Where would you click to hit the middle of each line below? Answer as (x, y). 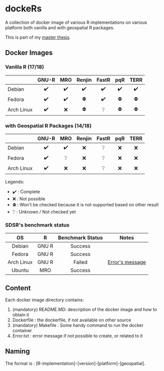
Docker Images (29, 53)
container (22, 331)
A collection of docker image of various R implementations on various (76, 22)
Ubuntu (20, 270)
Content (18, 288)
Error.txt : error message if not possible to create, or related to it (77, 336)
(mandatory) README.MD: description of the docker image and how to (84, 309)
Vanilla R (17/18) (25, 67)
